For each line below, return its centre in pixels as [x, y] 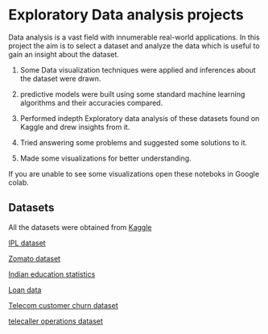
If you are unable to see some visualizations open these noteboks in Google [134, 173]
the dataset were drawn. [60, 78]
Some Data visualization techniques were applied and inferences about [138, 69]
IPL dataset [27, 243]
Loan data [25, 290]
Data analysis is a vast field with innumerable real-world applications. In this [134, 37]
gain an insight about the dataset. [64, 54]
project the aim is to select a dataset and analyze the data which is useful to [134, 45]
